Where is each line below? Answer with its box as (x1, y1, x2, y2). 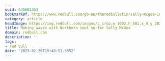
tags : (5, 39, 16, 44)
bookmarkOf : (5, 12, 29, 17)
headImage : (5, 21, 27, 26)
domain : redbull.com (5, 30, 48, 35)
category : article (5, 16, 43, 21)
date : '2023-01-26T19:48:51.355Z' (5, 48, 76, 53)
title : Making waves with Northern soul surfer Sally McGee (5, 26, 131, 30)
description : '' (5, 35, 38, 40)
